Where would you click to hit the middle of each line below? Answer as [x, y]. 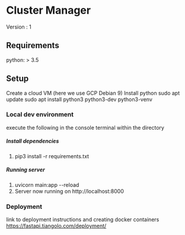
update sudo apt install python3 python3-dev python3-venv [79, 99]
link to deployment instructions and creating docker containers [83, 220]
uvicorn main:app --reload [47, 184]
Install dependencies [33, 141]
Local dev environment [40, 115]
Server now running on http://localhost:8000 [69, 191]
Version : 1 [19, 27]
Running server [26, 170]
